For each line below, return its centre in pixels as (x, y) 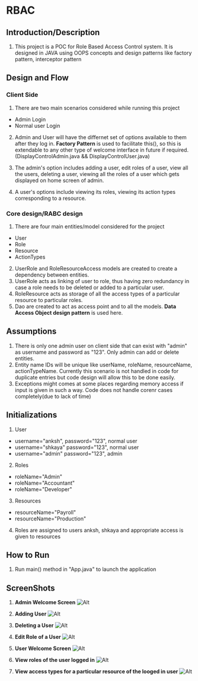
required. (177, 150)
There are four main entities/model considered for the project (90, 226)
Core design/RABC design (44, 214)
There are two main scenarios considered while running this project (97, 108)
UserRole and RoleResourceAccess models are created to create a (96, 268)
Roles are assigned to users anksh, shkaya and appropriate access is (99, 530)
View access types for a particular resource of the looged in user (96, 671)
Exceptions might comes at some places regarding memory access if (99, 384)
